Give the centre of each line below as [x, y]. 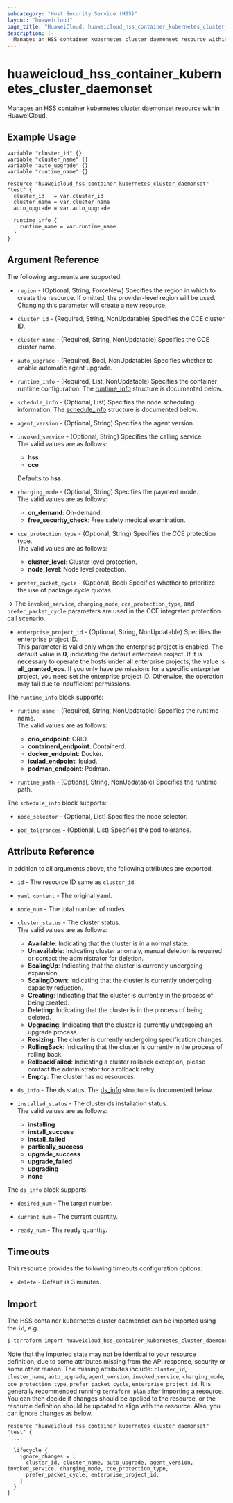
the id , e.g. [23, 1328]
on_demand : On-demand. [65, 512]
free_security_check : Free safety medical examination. [106, 520]
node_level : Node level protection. [77, 569]
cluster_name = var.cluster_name [62, 202]
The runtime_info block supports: [55, 697]
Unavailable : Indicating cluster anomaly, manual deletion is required [125, 950]
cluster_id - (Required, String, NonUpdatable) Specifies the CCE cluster [121, 318]
